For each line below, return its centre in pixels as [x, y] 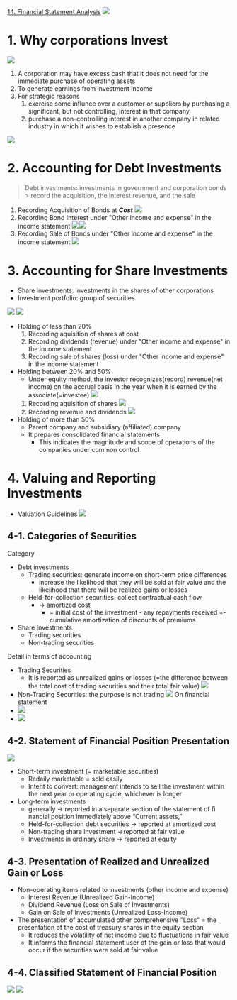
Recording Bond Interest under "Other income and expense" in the [114, 217]
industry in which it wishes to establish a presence [102, 126]
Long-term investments [52, 801]
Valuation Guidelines [47, 514]
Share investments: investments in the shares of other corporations [116, 290]
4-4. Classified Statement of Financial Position [112, 972]
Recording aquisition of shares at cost [83, 334]
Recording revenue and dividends [77, 412]
